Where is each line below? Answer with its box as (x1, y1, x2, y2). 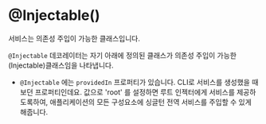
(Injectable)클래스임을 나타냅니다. (8, 60, 114, 70)
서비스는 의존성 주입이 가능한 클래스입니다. (8, 33, 141, 43)
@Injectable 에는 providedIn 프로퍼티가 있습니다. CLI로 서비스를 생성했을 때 (19, 77, 259, 87)
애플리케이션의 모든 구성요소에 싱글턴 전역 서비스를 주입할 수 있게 (49, 97, 252, 107)
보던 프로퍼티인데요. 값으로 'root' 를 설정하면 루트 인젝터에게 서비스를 (19, 87, 235, 97)
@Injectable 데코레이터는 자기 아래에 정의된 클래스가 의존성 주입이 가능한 (8, 50, 237, 60)
